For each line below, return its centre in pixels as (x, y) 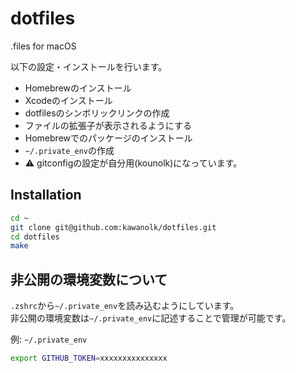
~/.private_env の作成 (69, 150)
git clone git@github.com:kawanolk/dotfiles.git (113, 227)
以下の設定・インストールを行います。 (89, 66)
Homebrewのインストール (78, 88)
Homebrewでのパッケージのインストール (108, 138)
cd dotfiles (35, 237)
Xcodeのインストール (68, 100)
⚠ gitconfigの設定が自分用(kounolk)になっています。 (133, 163)
